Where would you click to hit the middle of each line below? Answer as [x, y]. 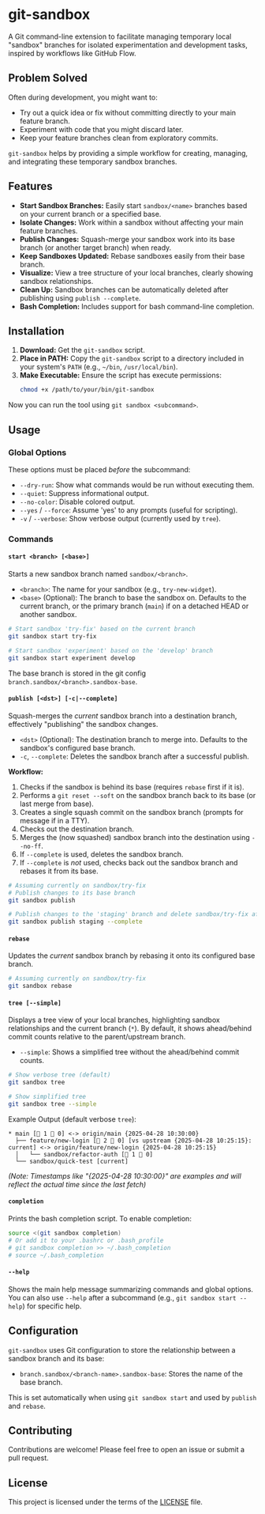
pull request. [28, 1458]
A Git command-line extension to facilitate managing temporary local [120, 36]
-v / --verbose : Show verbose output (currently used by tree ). [120, 518]
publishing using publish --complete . [80, 297]
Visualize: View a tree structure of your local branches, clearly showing [136, 273]
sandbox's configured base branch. [77, 748]
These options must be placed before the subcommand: [99, 469]
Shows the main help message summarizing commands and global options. [131, 1289]
